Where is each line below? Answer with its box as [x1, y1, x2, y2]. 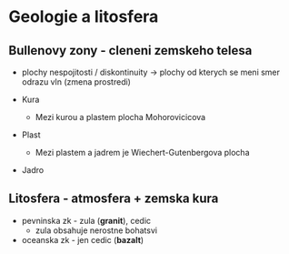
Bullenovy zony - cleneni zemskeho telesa [8, 43, 253, 58]
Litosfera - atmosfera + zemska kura [8, 191, 219, 207]
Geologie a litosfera [8, 6, 159, 27]
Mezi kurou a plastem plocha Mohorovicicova [35, 112, 206, 122]
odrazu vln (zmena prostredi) [21, 76, 131, 87]
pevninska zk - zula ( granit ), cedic [21, 215, 152, 226]
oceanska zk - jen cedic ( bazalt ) [21, 234, 144, 245]
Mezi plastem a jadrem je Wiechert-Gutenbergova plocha [35, 147, 250, 157]
